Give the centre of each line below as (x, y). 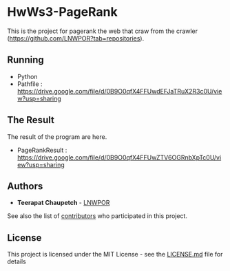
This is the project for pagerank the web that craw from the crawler (103, 31)
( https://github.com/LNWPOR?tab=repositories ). (76, 38)
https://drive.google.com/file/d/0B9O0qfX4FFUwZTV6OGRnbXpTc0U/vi (119, 157)
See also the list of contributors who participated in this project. (97, 216)
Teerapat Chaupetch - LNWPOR (63, 203)
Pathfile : (30, 84)
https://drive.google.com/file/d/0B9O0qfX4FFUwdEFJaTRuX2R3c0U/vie (119, 91)
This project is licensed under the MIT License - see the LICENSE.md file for (115, 254)
